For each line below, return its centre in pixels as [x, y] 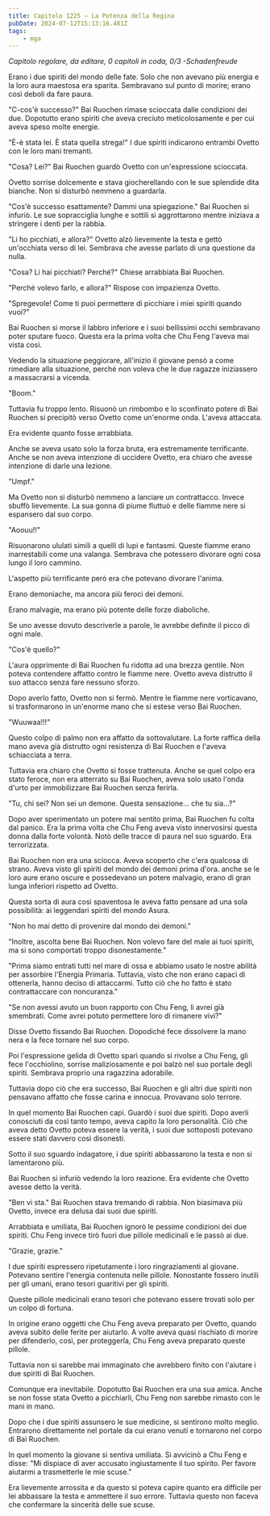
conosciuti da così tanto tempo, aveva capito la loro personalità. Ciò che [128, 1121]
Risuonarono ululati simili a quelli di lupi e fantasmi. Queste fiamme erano [130, 546]
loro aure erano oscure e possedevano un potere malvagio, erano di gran [130, 877]
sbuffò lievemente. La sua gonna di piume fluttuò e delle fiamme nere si [127, 506]
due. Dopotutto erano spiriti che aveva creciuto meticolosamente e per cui [132, 119]
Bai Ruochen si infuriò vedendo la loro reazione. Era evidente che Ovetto [129, 1179]
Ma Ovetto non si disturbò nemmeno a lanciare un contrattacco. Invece [126, 497]
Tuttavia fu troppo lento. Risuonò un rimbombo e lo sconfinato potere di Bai [133, 409]
